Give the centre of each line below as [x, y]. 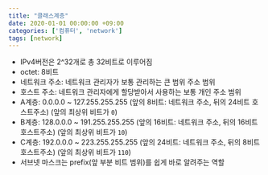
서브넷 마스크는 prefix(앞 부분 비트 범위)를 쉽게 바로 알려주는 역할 [122, 162]
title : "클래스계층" [39, 16]
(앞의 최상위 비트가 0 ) [85, 112]
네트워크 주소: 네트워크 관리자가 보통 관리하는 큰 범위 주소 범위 [118, 82]
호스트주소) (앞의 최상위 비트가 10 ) [74, 132]
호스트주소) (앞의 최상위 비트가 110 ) [75, 153]
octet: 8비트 [39, 72]
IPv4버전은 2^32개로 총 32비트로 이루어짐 [86, 62]
